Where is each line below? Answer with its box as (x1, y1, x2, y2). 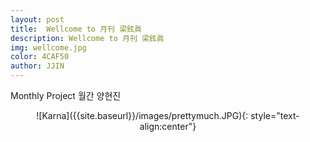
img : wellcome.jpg (10, 42, 87, 53)
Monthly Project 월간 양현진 (10, 90, 122, 101)
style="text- (250, 110, 300, 121)
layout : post (10, 14, 65, 25)
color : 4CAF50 (10, 52, 70, 62)
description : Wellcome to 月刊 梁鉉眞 (10, 33, 165, 43)
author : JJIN (10, 61, 65, 71)
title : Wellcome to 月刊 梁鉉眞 (10, 24, 142, 34)
